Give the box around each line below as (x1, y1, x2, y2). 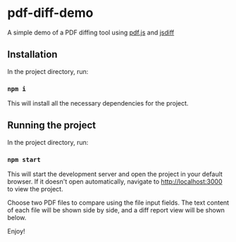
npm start (7, 155, 41, 163)
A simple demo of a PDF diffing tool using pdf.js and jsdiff (7, 28, 175, 37)
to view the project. (7, 185, 63, 193)
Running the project (7, 120, 97, 132)
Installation (7, 49, 58, 60)
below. (7, 213, 27, 222)
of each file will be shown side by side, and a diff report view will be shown (7, 206, 225, 215)
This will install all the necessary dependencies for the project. (7, 99, 189, 108)
